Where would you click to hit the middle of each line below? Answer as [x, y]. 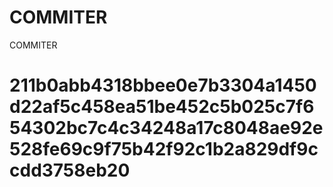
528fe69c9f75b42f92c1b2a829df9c [164, 149]
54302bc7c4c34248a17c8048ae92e [166, 128]
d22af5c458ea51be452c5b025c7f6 [162, 107]
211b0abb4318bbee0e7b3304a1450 [163, 85]
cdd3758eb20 [70, 170]
